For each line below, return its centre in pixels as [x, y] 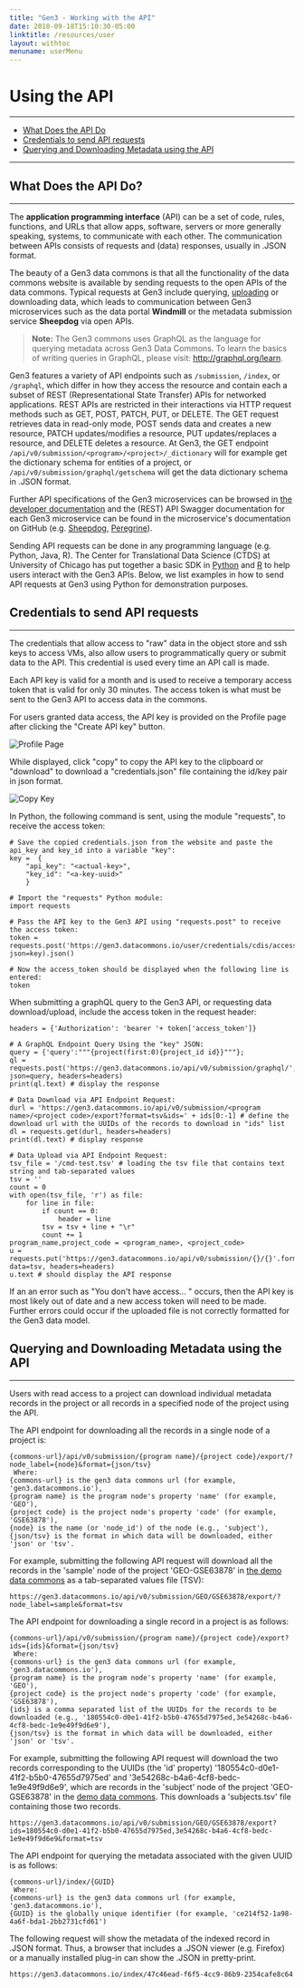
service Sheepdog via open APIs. [72, 321]
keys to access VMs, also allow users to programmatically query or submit [148, 652]
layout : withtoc [40, 43]
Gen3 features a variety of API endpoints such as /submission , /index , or [145, 375]
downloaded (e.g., [44, 1717]
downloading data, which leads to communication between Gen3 [130, 301]
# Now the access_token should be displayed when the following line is [149, 969]
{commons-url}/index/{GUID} [62, 1882]
